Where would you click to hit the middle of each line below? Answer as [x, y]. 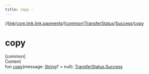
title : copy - [19, 9]
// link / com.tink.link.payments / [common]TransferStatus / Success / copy [74, 23]
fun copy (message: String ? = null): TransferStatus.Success [64, 66]
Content [13, 61]
